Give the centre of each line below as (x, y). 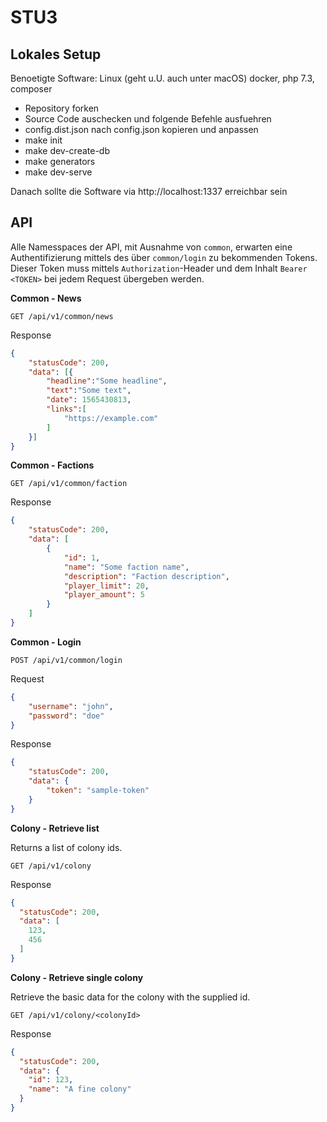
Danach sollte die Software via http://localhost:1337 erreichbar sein (149, 191)
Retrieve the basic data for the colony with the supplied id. (130, 997)
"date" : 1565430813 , (89, 400)
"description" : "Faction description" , (146, 576)
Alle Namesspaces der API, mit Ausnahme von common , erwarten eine (151, 247)
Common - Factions (52, 465)
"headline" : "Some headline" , (107, 381)
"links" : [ (66, 409)
